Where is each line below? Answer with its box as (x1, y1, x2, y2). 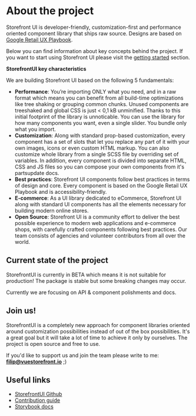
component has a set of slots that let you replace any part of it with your (14, 138, 190, 145)
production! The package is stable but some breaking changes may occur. (6, 277, 187, 284)
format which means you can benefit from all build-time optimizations (14, 94, 184, 101)
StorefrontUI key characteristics (6, 65, 87, 72)
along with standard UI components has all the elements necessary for (14, 200, 187, 207)
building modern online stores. (14, 207, 89, 214)
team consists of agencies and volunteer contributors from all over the (14, 232, 185, 239)
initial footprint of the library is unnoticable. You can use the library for (14, 113, 185, 120)
